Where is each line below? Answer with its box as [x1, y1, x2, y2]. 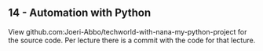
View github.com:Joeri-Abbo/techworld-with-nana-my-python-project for [8, 27, 247, 36]
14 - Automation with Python [8, 6, 152, 20]
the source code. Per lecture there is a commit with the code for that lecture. [8, 35, 256, 45]
